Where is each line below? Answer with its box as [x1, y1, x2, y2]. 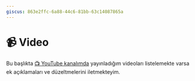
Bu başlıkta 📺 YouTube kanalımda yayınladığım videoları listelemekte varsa [6, 60, 190, 67]
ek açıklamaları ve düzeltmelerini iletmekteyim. [6, 68, 121, 75]
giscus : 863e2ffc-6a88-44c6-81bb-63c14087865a [6, 8, 124, 15]
